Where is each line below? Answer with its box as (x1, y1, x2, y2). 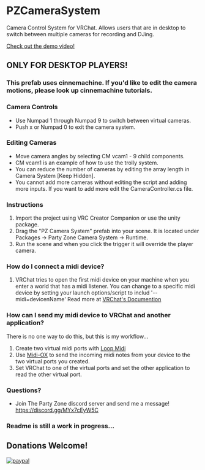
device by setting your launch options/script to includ (15, 289, 150, 296)
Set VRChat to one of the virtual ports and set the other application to (15, 364, 190, 371)
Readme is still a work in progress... (6, 422, 115, 430)
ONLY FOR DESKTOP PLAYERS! (6, 60, 128, 71)
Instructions (6, 200, 44, 209)
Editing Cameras (6, 139, 57, 147)
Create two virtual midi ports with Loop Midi (15, 344, 126, 352)
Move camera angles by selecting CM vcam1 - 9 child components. (15, 152, 185, 160)
